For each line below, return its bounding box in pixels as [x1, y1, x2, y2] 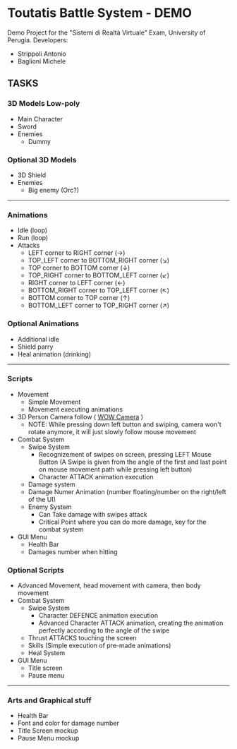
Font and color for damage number [17, 719, 120, 728]
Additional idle [17, 335, 60, 343]
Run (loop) [17, 234, 49, 242]
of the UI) [28, 495, 56, 503]
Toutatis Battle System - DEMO [7, 5, 193, 21]
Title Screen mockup [17, 726, 79, 735]
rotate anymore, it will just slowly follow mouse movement [28, 427, 196, 436]
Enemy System [28, 503, 72, 511]
